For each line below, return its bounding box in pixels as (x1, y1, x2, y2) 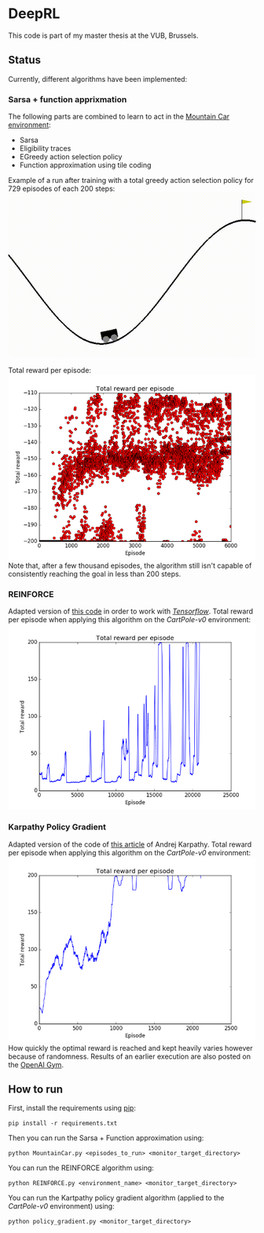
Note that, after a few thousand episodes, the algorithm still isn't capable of (8, 561, 252, 570)
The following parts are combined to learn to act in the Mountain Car (8, 112, 230, 122)
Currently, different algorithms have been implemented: (8, 74, 188, 83)
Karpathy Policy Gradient (8, 821, 106, 832)
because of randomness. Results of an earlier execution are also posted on (8, 1052, 251, 1061)
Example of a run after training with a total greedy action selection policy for (8, 176, 254, 185)
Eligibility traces (19, 144, 71, 153)
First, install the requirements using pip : (8, 1103, 136, 1113)
